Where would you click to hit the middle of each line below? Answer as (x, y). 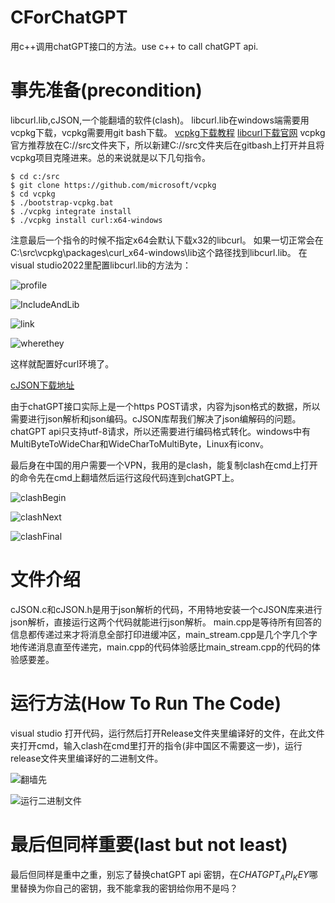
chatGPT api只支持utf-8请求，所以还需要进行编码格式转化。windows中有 (160, 431)
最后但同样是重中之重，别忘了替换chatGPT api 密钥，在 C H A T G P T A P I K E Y (160, 875)
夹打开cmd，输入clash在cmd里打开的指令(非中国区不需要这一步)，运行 (156, 745)
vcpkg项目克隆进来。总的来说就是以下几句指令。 (111, 157)
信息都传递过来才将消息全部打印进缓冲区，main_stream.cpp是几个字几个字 (164, 634)
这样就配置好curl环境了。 (62, 363)
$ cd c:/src (35, 176)
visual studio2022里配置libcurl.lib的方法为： (101, 265)
